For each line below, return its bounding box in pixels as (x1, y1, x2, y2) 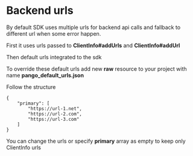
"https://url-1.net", (28, 105, 83, 112)
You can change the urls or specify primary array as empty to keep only (6, 137, 186, 145)
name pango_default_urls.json (6, 71, 84, 79)
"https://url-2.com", (28, 111, 83, 117)
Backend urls (6, 4, 74, 18)
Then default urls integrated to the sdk (6, 53, 102, 60)
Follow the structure (6, 83, 56, 91)
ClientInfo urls (6, 143, 41, 151)
